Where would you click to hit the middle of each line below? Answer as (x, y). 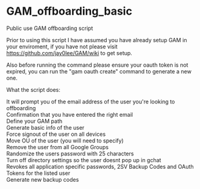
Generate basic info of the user (45, 127)
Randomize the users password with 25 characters (70, 154)
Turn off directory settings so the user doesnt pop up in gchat (84, 160)
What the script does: (34, 89)
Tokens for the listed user (38, 173)
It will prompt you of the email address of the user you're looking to (91, 102)
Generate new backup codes (43, 179)
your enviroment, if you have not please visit (62, 46)
